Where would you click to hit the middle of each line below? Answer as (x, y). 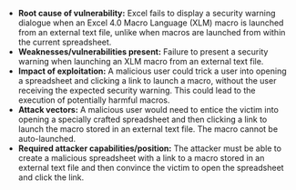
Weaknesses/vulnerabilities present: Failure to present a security (143, 52)
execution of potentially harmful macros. (94, 100)
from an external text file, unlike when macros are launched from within (152, 32)
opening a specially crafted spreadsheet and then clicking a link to (143, 119)
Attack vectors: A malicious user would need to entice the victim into (148, 110)
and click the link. (51, 177)
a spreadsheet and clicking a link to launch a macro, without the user (147, 80)
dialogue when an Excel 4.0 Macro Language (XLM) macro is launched (151, 23)
